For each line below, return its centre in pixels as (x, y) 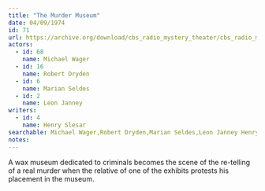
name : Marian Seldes (56, 88)
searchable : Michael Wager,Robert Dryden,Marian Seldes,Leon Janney (123, 132)
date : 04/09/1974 (37, 23)
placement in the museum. (51, 178)
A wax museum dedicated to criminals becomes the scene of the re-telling (129, 162)
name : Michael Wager (56, 60)
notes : (19, 140)
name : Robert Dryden (56, 74)
